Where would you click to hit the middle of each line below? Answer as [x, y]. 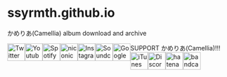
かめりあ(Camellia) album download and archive [77, 33]
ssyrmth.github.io [61, 13]
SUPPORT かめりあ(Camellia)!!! [175, 48]
